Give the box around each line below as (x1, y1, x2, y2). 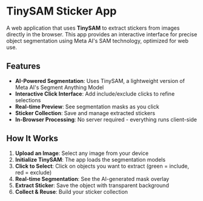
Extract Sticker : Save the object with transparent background (15, 182, 170, 189)
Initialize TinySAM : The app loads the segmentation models (15, 156, 165, 163)
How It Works (6, 133, 59, 143)
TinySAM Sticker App (6, 4, 117, 18)
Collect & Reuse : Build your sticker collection (15, 188, 128, 195)
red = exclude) (15, 168, 52, 176)
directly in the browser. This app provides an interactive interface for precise (6, 30, 198, 38)
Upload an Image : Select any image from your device (15, 150, 149, 157)
